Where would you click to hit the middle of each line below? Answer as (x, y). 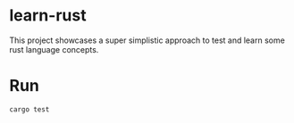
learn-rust (48, 16)
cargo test (29, 109)
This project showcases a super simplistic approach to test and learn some (147, 40)
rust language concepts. (54, 49)
